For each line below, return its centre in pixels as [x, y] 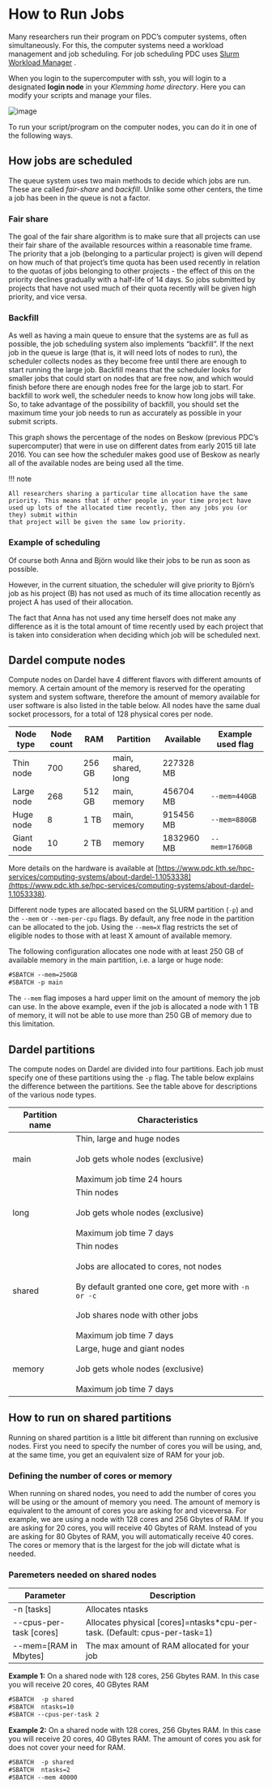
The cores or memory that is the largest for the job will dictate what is [124, 1545]
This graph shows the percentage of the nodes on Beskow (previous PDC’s [134, 437]
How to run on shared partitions [90, 1418]
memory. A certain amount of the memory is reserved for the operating [127, 688]
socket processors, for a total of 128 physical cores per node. [110, 714]
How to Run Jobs [66, 14]
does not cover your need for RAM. [67, 1747]
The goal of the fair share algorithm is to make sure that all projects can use [134, 237]
